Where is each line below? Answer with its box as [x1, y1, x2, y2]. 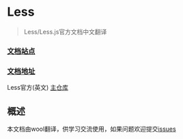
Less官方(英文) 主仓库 [7, 84, 69, 92]
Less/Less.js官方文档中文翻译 [23, 27, 107, 36]
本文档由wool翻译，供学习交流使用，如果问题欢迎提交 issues [7, 125, 176, 133]
